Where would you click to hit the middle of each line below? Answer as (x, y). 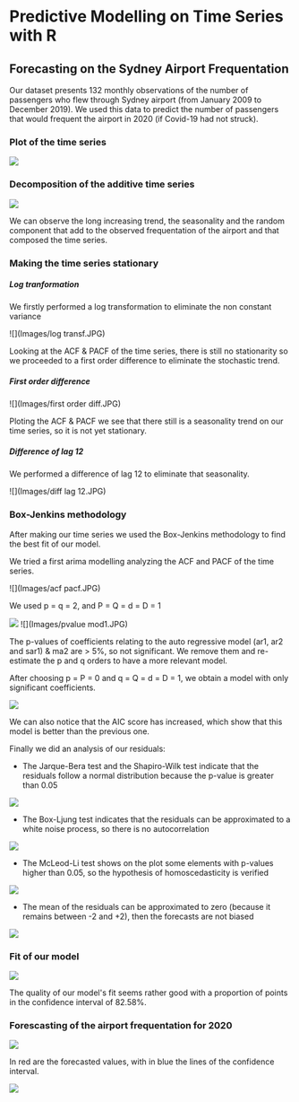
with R (33, 35)
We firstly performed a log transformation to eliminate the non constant (141, 307)
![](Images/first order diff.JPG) (65, 404)
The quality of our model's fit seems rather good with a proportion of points (149, 993)
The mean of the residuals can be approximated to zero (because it (146, 906)
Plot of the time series (58, 142)
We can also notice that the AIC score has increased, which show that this (146, 722)
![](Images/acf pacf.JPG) (55, 588)
